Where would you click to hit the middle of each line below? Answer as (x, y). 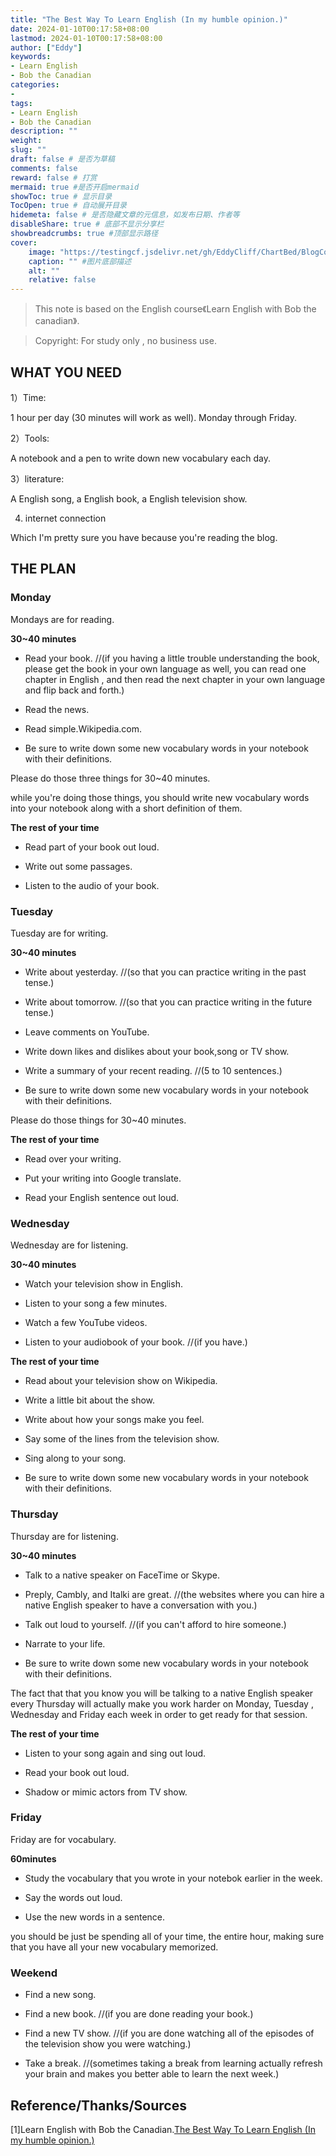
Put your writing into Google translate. (103, 1178)
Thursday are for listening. (64, 1536)
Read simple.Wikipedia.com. (83, 728)
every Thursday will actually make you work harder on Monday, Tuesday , (162, 1703)
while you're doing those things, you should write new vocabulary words (160, 797)
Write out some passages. (78, 866)
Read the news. (57, 709)
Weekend (34, 1973)
